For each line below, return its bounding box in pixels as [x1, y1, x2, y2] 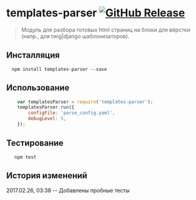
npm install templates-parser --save [12, 66, 107, 72]
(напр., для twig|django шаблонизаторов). [21, 32, 130, 39]
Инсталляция [6, 50, 60, 61]
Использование [6, 82, 70, 93]
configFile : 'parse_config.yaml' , [28, 110, 115, 116]
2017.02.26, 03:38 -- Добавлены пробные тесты [6, 187, 130, 194]
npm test [14, 154, 36, 160]
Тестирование [6, 138, 64, 148]
